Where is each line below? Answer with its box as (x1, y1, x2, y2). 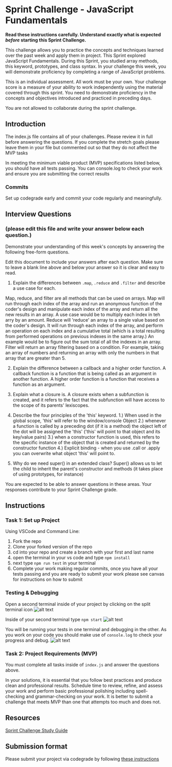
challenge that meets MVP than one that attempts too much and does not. (5, 699, 161, 705)
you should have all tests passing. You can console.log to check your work (5, 165, 163, 171)
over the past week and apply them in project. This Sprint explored (5, 52, 146, 58)
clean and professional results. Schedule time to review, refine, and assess (5, 682, 163, 689)
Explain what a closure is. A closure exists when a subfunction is (12, 391, 149, 397)
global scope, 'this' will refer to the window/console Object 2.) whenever (12, 417, 166, 424)
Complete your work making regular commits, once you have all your (12, 565, 158, 572)
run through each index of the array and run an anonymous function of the (5, 300, 162, 306)
